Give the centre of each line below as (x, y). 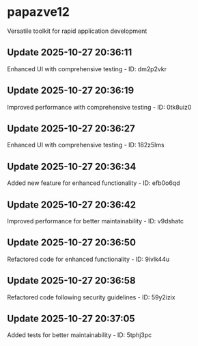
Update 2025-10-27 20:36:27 (71, 128)
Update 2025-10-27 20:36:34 (72, 166)
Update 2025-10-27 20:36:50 (72, 243)
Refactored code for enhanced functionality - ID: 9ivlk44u (88, 259)
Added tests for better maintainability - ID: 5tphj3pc (80, 335)
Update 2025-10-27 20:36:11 (70, 52)
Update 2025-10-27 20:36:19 (71, 91)
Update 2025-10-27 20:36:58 (71, 281)
